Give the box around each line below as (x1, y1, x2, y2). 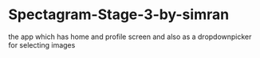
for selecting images (8, 40, 76, 49)
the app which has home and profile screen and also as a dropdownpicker (8, 32, 252, 41)
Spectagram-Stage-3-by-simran (8, 6, 230, 24)
